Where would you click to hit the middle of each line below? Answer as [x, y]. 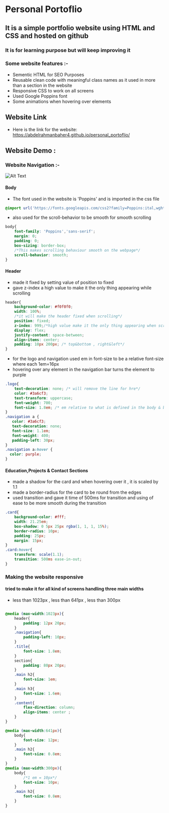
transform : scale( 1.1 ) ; [39, 555]
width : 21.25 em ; [31, 522]
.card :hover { [19, 550]
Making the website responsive [45, 577]
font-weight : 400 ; [31, 435]
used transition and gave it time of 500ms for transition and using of [83, 498]
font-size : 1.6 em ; [43, 693]
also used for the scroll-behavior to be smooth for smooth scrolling [82, 217]
